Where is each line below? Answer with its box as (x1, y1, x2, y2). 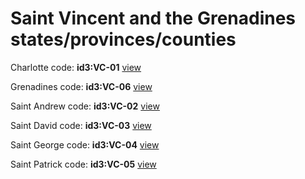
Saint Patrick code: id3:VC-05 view (10, 158, 157, 170)
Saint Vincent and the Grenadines (10, 7, 297, 30)
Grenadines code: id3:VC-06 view (10, 80, 153, 92)
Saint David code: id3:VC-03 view (10, 119, 152, 131)
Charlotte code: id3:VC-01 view (10, 61, 142, 73)
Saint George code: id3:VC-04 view (10, 138, 160, 151)
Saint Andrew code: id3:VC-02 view (10, 100, 160, 112)
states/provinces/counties (10, 28, 237, 51)
